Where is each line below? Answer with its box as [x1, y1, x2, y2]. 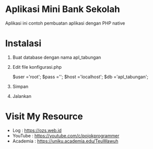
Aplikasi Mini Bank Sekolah [5, 4, 120, 15]
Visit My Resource [5, 111, 83, 122]
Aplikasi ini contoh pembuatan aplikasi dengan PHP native [5, 20, 125, 26]
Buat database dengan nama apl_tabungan [12, 54, 101, 60]
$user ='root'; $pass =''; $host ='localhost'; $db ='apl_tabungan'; [12, 74, 148, 80]
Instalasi [5, 38, 42, 49]
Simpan [12, 83, 29, 89]
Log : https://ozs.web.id [12, 127, 62, 133]
